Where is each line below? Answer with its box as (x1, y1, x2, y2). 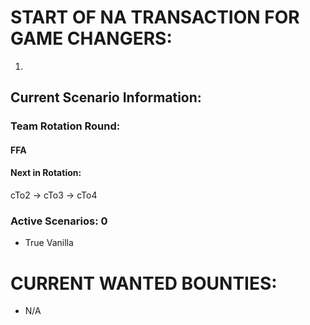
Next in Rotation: (10, 167, 82, 179)
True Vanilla (24, 237, 74, 249)
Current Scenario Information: (10, 89, 202, 106)
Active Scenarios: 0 (10, 214, 108, 228)
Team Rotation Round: (10, 119, 121, 133)
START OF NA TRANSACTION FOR (10, 6, 300, 29)
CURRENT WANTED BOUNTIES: (10, 272, 278, 295)
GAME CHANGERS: (10, 27, 173, 50)
